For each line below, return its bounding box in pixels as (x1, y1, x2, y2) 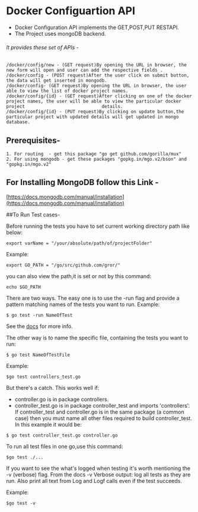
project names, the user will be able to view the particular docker (6, 98, 182, 104)
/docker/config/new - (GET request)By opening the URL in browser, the (6, 62, 187, 68)
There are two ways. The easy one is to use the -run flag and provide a (6, 294, 180, 301)
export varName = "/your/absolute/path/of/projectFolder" (6, 240, 152, 246)
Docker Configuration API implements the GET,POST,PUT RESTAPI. (14, 24, 180, 31)
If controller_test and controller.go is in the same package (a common (14, 408, 185, 415)
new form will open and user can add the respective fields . (6, 67, 163, 74)
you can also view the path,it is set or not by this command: (6, 272, 152, 279)
